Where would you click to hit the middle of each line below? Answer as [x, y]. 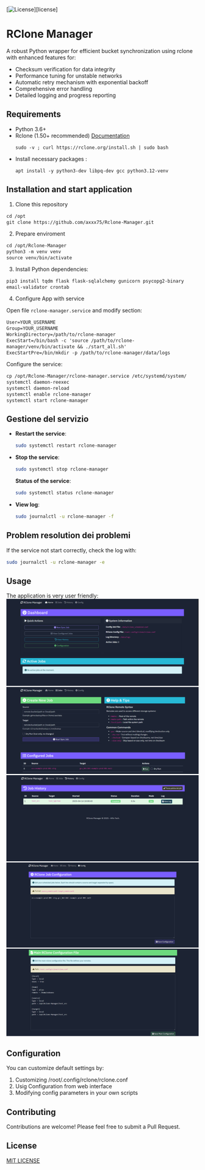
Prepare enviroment [40, 233]
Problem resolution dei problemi [69, 536]
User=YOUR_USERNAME [31, 322]
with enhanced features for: [41, 57]
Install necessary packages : [51, 159]
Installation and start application [69, 190]
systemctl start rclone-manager [47, 400]
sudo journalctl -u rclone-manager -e [56, 562]
